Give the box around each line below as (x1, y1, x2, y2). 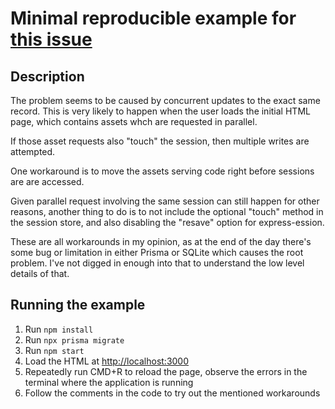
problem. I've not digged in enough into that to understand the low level (10, 257, 305, 269)
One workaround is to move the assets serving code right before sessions (10, 165, 315, 177)
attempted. (10, 146, 56, 157)
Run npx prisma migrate (24, 333, 125, 346)
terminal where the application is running (24, 376, 194, 388)
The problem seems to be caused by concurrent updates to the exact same (10, 95, 321, 106)
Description (10, 68, 85, 85)
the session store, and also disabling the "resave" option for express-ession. (10, 217, 325, 228)
